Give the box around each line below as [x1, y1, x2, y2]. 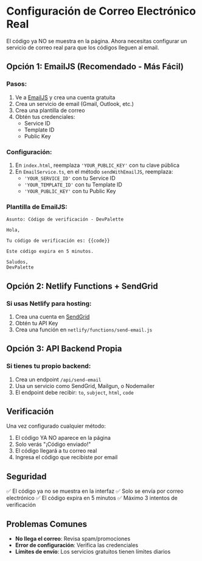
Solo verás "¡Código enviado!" [15, 440, 91, 448]
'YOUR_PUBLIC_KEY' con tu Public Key [24, 187, 116, 194]
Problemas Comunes [6, 519, 88, 529]
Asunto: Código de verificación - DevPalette [6, 216, 124, 223]
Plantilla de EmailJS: [6, 202, 68, 211]
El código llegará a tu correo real [15, 447, 97, 454]
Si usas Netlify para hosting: [6, 299, 92, 308]
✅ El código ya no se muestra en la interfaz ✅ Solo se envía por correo [6, 487, 184, 495]
